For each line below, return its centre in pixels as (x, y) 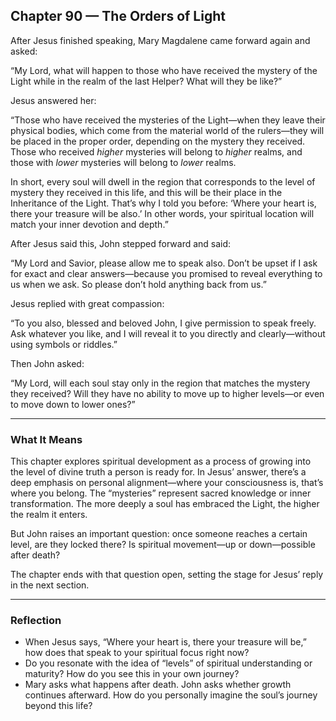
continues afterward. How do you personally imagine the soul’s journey (171, 695)
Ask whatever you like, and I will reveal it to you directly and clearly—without (168, 333)
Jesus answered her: (53, 100)
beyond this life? (58, 706)
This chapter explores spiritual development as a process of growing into (161, 461)
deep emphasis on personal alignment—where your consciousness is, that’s (167, 483)
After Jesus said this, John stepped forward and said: (121, 243)
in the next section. (50, 585)
